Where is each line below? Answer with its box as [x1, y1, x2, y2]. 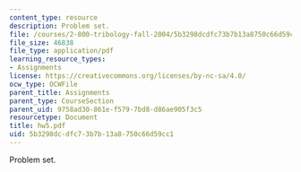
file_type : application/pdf [9, 47, 115, 56]
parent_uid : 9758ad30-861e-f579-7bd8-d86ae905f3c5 [9, 105, 202, 114]
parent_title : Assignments [9, 88, 110, 97]
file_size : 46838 [9, 38, 74, 47]
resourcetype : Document [9, 113, 99, 122]
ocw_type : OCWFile [9, 80, 78, 89]
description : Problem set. [9, 21, 110, 30]
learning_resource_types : [9, 55, 106, 64]
